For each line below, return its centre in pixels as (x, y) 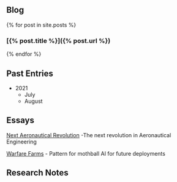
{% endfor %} (24, 54)
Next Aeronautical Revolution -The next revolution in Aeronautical (89, 135)
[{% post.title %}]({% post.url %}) (58, 40)
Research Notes (37, 173)
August (33, 101)
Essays (21, 120)
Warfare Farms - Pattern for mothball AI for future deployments (86, 153)
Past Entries (30, 73)
